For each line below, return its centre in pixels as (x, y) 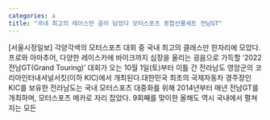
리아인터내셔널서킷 (37, 77)
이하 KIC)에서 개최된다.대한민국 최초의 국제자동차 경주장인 (161, 77)
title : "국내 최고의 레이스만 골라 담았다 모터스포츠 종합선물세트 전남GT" (116, 23)
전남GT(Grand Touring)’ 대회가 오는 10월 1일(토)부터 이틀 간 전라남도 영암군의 (131, 67)
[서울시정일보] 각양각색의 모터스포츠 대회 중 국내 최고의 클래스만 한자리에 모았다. (135, 47)
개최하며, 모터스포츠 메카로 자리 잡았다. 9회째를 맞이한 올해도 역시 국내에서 (126, 97)
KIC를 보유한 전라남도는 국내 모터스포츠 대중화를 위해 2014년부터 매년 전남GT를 (134, 87)
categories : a (32, 16)
